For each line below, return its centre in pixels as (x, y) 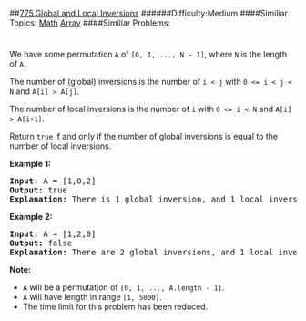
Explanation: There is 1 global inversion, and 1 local (137, 199)
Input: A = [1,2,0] (53, 234)
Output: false (41, 243)
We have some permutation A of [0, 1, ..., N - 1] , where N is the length (148, 54)
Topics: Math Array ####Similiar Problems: (90, 23)
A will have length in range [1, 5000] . (92, 297)
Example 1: (31, 164)
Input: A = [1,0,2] (53, 181)
